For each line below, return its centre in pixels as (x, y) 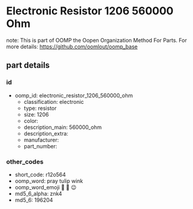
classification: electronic (54, 102)
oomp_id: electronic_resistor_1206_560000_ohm (74, 95)
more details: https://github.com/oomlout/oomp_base (72, 47)
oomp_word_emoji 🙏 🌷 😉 (45, 187)
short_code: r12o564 (40, 174)
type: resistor (40, 108)
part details (28, 65)
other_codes (25, 161)
